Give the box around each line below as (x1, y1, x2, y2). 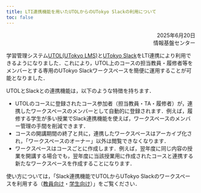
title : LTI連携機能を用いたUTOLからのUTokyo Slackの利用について (6, 8, 157, 15)
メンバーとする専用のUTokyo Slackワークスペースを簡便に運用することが (6, 67, 187, 74)
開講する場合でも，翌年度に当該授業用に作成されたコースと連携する (25, 152, 194, 159)
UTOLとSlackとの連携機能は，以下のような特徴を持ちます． (6, 87, 155, 94)
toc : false (6, 14, 34, 20)
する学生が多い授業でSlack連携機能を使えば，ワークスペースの (20, 114, 175, 122)
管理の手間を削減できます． (20, 122, 89, 129)
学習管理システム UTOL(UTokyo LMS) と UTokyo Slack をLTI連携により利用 (6, 52, 186, 59)
